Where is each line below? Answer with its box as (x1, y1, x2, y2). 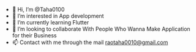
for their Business (12, 32, 57, 39)
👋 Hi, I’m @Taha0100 (12, 6, 65, 13)
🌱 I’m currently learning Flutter (12, 19, 89, 26)
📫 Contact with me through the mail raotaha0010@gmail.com (12, 39, 168, 46)
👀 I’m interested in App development (12, 12, 104, 20)
